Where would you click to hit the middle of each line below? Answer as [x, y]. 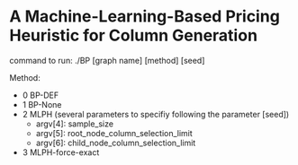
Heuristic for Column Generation [134, 35]
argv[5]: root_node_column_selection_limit [114, 133]
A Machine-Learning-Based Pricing [145, 17]
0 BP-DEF [41, 95]
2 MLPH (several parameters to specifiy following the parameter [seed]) [156, 114]
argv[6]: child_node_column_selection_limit [116, 143]
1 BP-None [42, 104]
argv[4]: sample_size [75, 124]
